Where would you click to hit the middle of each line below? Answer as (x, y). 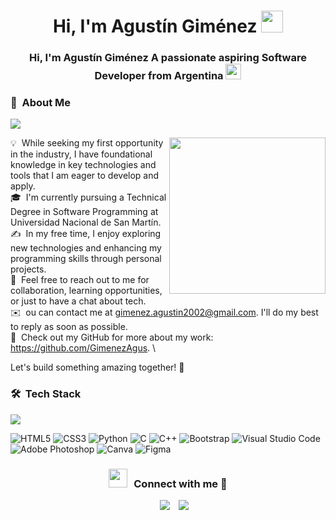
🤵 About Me (41, 103)
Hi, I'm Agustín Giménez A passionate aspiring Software (168, 58)
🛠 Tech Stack (46, 394)
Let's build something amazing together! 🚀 (97, 367)
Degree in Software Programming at (84, 212)
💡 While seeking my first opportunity (87, 143)
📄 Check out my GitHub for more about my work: (112, 337)
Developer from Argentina (159, 76)
